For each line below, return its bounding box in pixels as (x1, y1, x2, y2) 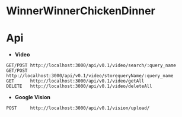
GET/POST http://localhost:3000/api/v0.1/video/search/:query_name (6, 62, 177, 69)
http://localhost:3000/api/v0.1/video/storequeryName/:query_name (6, 73, 174, 79)
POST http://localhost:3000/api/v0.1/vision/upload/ (6, 105, 150, 111)
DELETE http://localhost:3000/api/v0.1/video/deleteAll (6, 83, 152, 90)
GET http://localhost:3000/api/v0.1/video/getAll (6, 78, 145, 84)
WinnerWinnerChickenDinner (6, 4, 155, 18)
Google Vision (14, 94, 50, 101)
